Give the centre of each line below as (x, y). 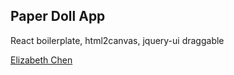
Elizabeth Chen (41, 60)
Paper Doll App (58, 16)
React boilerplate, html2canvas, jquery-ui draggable (117, 40)
